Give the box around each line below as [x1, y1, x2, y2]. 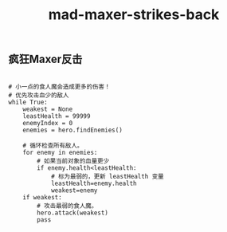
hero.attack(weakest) [37, 209, 109, 217]
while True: [8, 98, 48, 106]
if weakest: [22, 193, 62, 201]
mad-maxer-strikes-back [48, 6, 220, 24]
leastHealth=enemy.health [50, 179, 137, 187]
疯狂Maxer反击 [8, 53, 83, 66]
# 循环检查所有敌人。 [22, 141, 84, 149]
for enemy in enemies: [22, 148, 98, 156]
